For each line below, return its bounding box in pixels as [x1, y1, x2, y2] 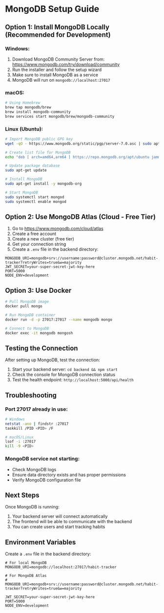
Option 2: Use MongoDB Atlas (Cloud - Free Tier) [5, 213, 156, 221]
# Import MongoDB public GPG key [5, 136, 73, 141]
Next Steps [5, 491, 40, 499]
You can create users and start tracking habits [12, 524, 105, 530]
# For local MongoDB [5, 561, 47, 566]
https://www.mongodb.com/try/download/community [12, 61, 120, 67]
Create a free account [12, 231, 57, 237]
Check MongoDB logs [12, 466, 57, 472]
